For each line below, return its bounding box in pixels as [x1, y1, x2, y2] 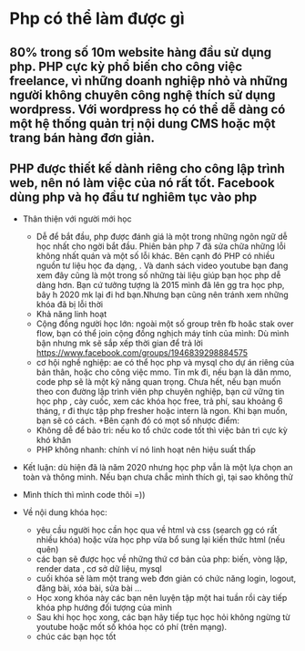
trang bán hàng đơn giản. [9, 129, 156, 145]
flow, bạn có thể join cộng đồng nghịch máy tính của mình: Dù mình [36, 328, 290, 339]
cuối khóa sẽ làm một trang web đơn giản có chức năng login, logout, [36, 573, 297, 584]
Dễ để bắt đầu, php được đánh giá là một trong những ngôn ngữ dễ [36, 232, 289, 243]
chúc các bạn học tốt [36, 631, 117, 642]
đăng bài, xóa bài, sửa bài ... [36, 583, 143, 594]
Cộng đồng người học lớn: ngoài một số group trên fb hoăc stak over [36, 318, 294, 329]
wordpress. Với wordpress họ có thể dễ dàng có [9, 101, 286, 117]
